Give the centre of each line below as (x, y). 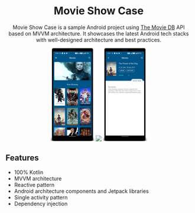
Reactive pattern (34, 185)
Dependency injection (41, 204)
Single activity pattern (41, 197)
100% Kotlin (29, 172)
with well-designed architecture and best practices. (99, 40)
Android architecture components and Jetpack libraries (81, 191)
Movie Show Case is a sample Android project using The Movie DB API (99, 27)
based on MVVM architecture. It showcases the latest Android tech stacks (99, 33)
